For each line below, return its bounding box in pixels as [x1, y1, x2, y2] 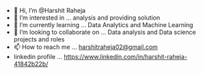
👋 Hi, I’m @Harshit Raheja [13, 7, 86, 14]
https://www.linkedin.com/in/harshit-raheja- [64, 53, 188, 60]
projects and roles [13, 35, 65, 43]
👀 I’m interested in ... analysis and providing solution [13, 14, 161, 22]
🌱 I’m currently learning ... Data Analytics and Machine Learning [13, 21, 193, 29]
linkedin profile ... [13, 53, 63, 60]
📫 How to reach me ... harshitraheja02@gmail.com [13, 43, 159, 51]
